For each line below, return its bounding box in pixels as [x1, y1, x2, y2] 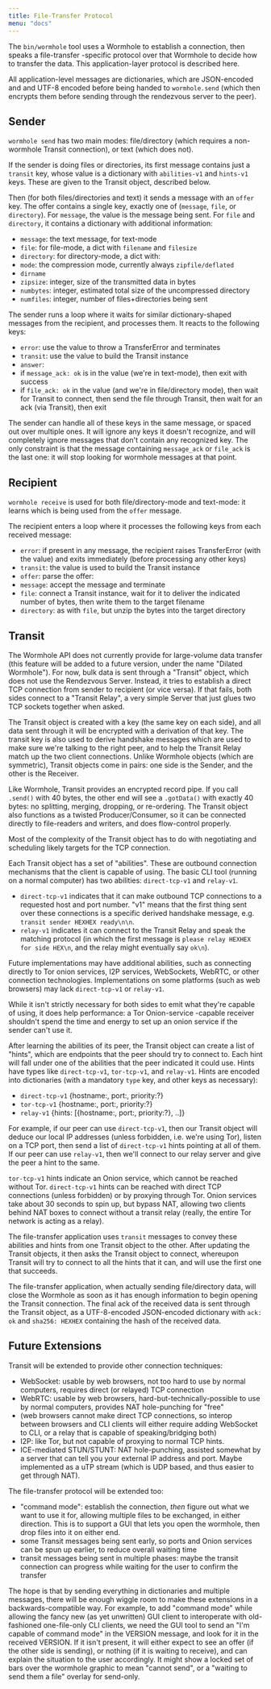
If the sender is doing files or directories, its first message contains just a [8, 160, 251, 170]
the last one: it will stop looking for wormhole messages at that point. [8, 452, 238, 462]
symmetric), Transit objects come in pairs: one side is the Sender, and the [8, 759, 253, 770]
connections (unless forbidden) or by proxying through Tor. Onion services [8, 1190, 257, 1200]
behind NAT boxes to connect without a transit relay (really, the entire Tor [8, 1207, 252, 1217]
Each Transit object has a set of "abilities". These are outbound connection [8, 858, 257, 867]
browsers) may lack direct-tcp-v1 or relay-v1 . [8, 984, 165, 993]
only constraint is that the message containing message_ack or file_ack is [8, 444, 251, 454]
